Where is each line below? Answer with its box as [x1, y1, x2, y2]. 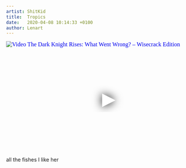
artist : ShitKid [6, 8, 46, 15]
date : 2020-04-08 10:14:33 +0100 [6, 19, 93, 25]
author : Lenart [6, 25, 43, 31]
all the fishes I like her [6, 156, 59, 163]
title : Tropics [6, 14, 46, 20]
